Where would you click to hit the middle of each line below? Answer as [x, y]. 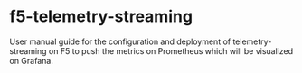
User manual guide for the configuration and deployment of [120, 41]
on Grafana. [32, 60]
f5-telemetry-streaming [101, 17]
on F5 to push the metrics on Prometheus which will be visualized [171, 50]
